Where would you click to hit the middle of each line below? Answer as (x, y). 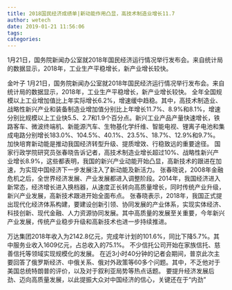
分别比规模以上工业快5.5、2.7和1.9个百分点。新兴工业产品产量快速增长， (110, 118)
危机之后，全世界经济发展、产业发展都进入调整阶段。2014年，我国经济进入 (114, 179)
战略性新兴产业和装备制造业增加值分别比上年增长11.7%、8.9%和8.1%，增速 (114, 109)
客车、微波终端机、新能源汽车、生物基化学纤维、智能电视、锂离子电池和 (116, 127)
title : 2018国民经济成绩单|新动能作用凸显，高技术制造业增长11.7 (91, 13)
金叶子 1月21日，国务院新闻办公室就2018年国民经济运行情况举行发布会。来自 (116, 83)
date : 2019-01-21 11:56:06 (46, 26)
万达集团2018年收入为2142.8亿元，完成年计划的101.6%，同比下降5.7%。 (110, 237)
